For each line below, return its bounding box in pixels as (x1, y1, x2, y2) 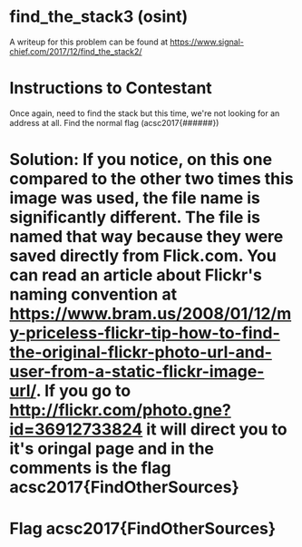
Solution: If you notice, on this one (9, 150, 273, 170)
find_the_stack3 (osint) (9, 6, 189, 27)
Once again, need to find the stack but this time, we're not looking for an (9, 107, 280, 119)
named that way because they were (9, 227, 284, 247)
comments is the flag (9, 458, 171, 478)
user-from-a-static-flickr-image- (9, 361, 265, 382)
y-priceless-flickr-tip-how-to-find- (9, 323, 281, 344)
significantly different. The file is (9, 207, 261, 228)
